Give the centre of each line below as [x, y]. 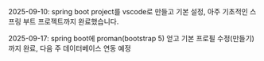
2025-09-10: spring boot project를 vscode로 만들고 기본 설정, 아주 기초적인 [128, 11]
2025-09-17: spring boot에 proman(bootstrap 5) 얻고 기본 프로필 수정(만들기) [131, 38]
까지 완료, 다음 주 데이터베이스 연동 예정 [70, 48]
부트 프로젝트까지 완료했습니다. [71, 21]
